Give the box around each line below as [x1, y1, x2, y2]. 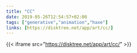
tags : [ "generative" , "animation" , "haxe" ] [6, 19, 108, 25]
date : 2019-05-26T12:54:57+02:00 [6, 14, 87, 20]
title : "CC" [6, 8, 35, 15]
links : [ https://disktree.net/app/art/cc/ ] [6, 24, 114, 31]
